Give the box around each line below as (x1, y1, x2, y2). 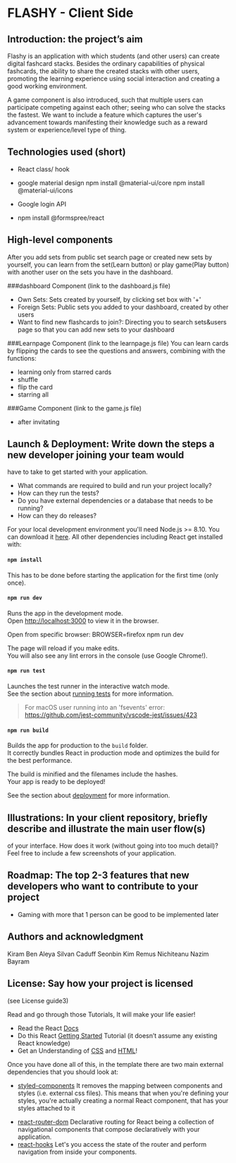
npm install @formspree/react (17, 214, 104, 222)
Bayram (7, 957, 30, 966)
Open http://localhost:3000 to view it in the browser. (7, 616, 159, 625)
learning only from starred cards (17, 368, 112, 376)
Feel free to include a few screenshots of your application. (7, 849, 176, 858)
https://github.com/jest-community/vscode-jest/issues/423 (24, 711, 197, 719)
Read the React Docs (17, 1024, 79, 1032)
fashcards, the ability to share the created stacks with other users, (7, 67, 200, 75)
